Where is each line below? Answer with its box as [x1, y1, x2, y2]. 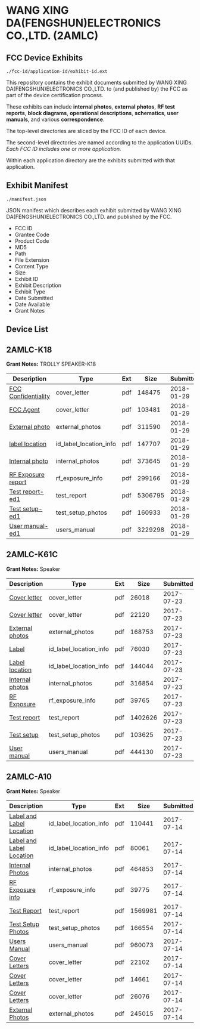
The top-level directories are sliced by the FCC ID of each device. [6, 128, 167, 134]
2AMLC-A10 [6, 772, 52, 782]
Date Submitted [14, 294, 54, 301]
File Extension [14, 256, 49, 263]
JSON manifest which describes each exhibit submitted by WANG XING [6, 206, 182, 214]
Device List [6, 325, 49, 335]
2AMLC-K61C [6, 549, 58, 560]
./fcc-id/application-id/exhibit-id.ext [6, 69, 108, 75]
